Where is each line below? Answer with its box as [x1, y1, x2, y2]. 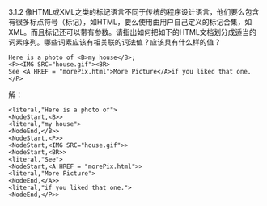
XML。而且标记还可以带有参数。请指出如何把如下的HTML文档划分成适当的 [8, 27, 257, 36]
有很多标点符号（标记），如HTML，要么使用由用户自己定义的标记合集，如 [8, 17, 252, 27]
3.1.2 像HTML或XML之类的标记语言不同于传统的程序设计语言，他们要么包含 [8, 7, 260, 16]
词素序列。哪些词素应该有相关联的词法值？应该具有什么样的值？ [8, 37, 221, 47]
